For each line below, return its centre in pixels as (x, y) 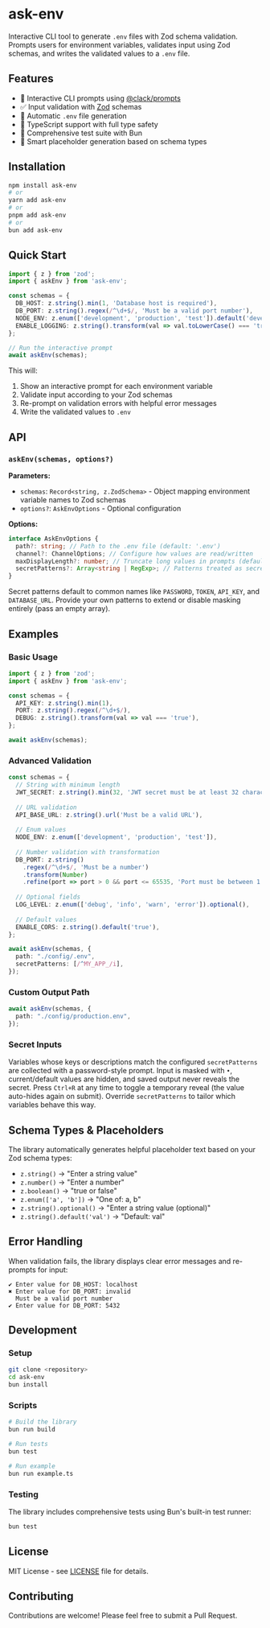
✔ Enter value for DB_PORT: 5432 (64, 1305)
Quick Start (37, 256)
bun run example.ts (41, 1473)
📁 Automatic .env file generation (73, 116)
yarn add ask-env (37, 200)
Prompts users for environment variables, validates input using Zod (119, 44)
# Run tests (28, 1444)
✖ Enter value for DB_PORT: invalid (70, 1291)
